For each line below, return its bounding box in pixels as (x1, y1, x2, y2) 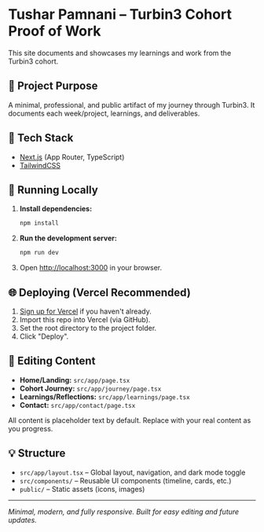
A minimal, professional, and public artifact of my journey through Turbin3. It (8, 100, 255, 109)
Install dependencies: (19, 204, 93, 214)
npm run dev (19, 249, 59, 257)
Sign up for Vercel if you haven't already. (19, 306, 152, 316)
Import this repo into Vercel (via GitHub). (19, 314, 151, 324)
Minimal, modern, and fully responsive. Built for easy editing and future (8, 507, 240, 516)
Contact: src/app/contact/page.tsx (19, 400, 136, 409)
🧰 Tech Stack (8, 131, 74, 145)
